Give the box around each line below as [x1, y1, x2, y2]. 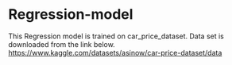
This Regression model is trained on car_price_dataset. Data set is [8, 31, 224, 41]
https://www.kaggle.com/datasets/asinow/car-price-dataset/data [8, 48, 222, 57]
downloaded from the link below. [8, 39, 115, 49]
